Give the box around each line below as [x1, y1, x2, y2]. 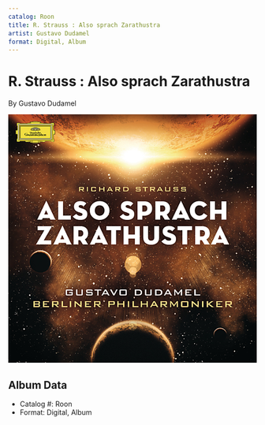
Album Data [8, 378, 68, 392]
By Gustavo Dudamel [8, 99, 77, 108]
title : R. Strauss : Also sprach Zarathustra [8, 21, 160, 29]
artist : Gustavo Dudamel [8, 29, 90, 37]
